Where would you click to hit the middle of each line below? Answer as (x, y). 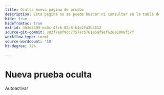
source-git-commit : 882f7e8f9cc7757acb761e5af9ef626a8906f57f (70, 32)
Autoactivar (17, 88)
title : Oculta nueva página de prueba (44, 10)
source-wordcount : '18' (29, 42)
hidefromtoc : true (24, 23)
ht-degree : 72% (20, 46)
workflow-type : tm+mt (27, 37)
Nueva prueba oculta (49, 74)
